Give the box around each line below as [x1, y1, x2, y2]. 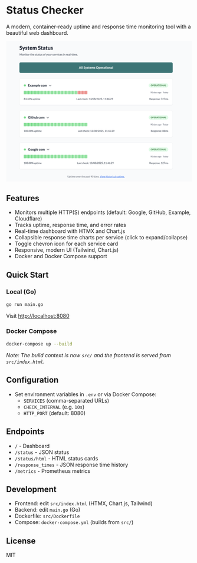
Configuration [6, 375, 59, 385]
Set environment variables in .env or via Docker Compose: [14, 390, 157, 398]
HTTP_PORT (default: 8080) [23, 409, 86, 416]
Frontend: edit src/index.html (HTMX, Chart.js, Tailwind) [14, 500, 153, 507]
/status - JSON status [14, 449, 70, 456]
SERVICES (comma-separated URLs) [23, 397, 110, 404]
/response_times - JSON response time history [14, 461, 129, 468]
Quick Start [6, 269, 49, 280]
